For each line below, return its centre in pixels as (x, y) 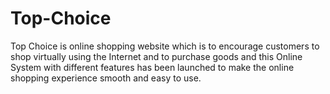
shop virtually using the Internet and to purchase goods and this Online (156, 56)
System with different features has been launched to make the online (152, 67)
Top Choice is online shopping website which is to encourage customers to (165, 46)
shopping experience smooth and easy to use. (106, 78)
